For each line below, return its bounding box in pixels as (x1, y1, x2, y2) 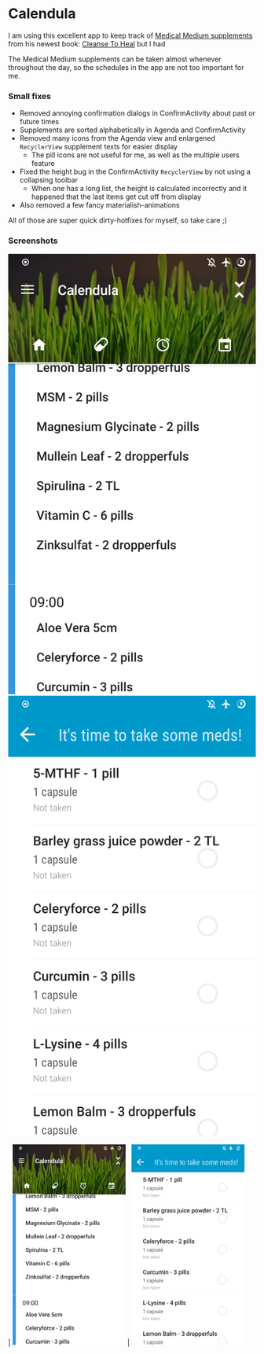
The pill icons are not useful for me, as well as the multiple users (31, 150, 240, 160)
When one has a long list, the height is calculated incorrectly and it (31, 184, 247, 193)
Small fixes (8, 90, 52, 101)
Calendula (8, 5, 76, 23)
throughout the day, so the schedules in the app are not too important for (8, 62, 244, 72)
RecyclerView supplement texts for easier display (19, 142, 178, 152)
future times (19, 117, 60, 127)
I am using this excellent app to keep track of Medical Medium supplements (8, 31, 253, 40)
